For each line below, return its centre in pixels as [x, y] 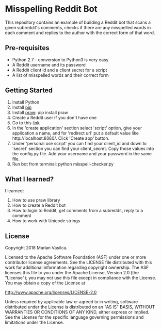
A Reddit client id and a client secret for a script [59, 70]
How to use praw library [36, 200]
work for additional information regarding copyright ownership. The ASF [77, 267]
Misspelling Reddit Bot [51, 9]
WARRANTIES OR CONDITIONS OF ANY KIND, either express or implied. [77, 312]
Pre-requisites [27, 48]
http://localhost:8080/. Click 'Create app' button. [61, 138]
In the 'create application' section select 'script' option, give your [77, 128]
